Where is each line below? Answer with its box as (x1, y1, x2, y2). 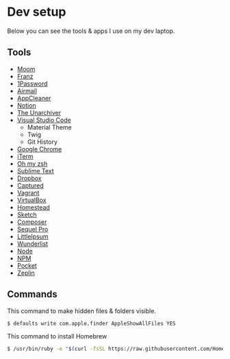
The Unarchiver (16, 108, 62, 116)
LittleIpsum (16, 232, 49, 240)
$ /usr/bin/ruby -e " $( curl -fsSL (7, 345, 106, 353)
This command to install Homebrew (7, 332, 107, 341)
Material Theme (27, 123, 72, 131)
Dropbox (16, 174, 42, 182)
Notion (16, 101, 36, 110)
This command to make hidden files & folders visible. (7, 306, 156, 315)
